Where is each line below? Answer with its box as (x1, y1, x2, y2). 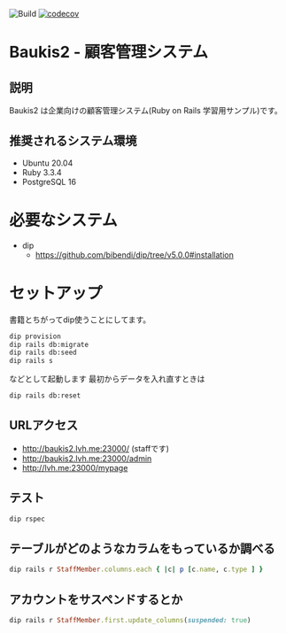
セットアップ (9, 283, 104, 303)
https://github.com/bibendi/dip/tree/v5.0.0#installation (35, 249, 235, 260)
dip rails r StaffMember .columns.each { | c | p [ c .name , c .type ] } (9, 565, 264, 575)
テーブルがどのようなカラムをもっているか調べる (9, 541, 276, 556)
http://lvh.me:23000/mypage (21, 462, 128, 473)
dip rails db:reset (9, 391, 81, 400)
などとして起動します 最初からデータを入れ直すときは (9, 374, 205, 384)
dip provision (9, 332, 62, 341)
